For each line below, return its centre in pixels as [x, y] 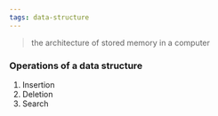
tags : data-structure [49, 17]
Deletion [37, 94]
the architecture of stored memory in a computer [121, 43]
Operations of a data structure [76, 66]
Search [35, 104]
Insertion [38, 84]
